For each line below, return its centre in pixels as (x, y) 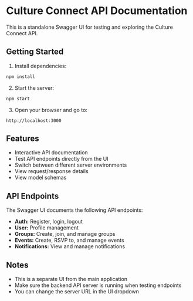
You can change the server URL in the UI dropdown (77, 291)
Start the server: (34, 88)
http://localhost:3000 (34, 121)
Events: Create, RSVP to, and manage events (69, 240)
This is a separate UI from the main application (71, 279)
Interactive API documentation (51, 153)
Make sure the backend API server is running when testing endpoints (98, 285)
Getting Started (35, 52)
